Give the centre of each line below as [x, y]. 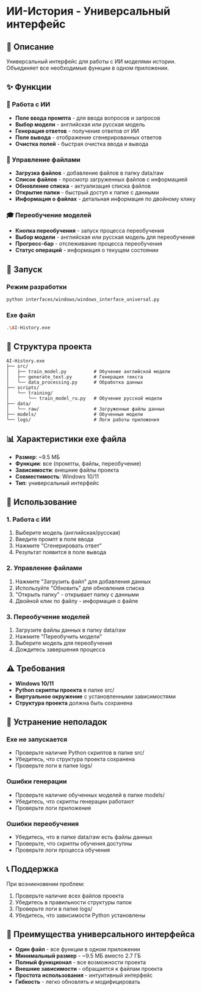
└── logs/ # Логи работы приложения [83, 420]
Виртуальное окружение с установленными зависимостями [95, 696]
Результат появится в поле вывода [61, 552]
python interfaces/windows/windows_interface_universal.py [83, 299]
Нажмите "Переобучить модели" [59, 636]
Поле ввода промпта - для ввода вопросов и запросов [88, 118]
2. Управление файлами [44, 568]
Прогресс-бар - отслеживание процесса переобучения [89, 244]
